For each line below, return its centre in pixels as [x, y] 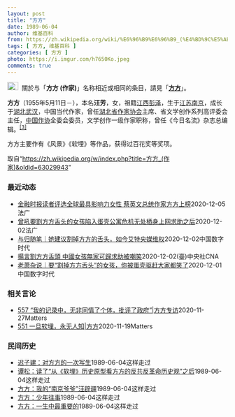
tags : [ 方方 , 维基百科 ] [42, 46]
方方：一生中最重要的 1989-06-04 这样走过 [78, 407]
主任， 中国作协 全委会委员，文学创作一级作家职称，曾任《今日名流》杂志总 [114, 120]
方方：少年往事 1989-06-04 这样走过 [69, 397]
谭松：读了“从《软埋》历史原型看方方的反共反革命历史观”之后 [106, 372]
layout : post [26, 14]
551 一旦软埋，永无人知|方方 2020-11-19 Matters [85, 326]
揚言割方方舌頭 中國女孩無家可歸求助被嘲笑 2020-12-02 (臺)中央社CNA [118, 256]
